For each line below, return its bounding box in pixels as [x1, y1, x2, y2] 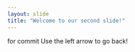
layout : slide [7, 10, 50, 18]
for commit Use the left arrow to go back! [7, 36, 128, 45]
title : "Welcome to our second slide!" [7, 17, 126, 24]
